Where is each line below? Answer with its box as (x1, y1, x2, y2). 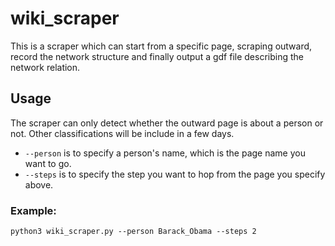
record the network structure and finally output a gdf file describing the (10, 50, 304, 62)
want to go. (24, 157, 72, 169)
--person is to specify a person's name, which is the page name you (24, 147, 306, 159)
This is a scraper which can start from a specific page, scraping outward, (10, 40, 313, 52)
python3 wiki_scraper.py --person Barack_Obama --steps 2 (10, 227, 257, 237)
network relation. (10, 61, 81, 73)
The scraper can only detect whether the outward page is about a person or (10, 117, 324, 129)
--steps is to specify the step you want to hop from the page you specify (24, 168, 326, 180)
